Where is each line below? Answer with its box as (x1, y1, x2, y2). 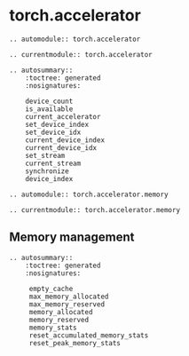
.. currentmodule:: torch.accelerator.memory (9, 205, 180, 214)
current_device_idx (25, 143, 98, 152)
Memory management (9, 230, 135, 245)
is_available (25, 104, 74, 114)
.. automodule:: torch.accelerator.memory (9, 190, 169, 199)
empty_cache (28, 284, 74, 293)
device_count (25, 97, 74, 106)
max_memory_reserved (28, 299, 105, 309)
